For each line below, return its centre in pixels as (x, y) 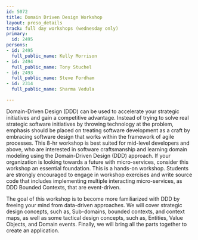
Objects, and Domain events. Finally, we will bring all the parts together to (97, 224)
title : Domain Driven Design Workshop (54, 17)
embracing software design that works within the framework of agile (90, 136)
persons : (17, 45)
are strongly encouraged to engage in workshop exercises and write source (99, 174)
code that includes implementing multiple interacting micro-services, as (94, 181)
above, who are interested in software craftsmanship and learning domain (97, 149)
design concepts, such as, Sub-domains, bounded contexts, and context (95, 211)
